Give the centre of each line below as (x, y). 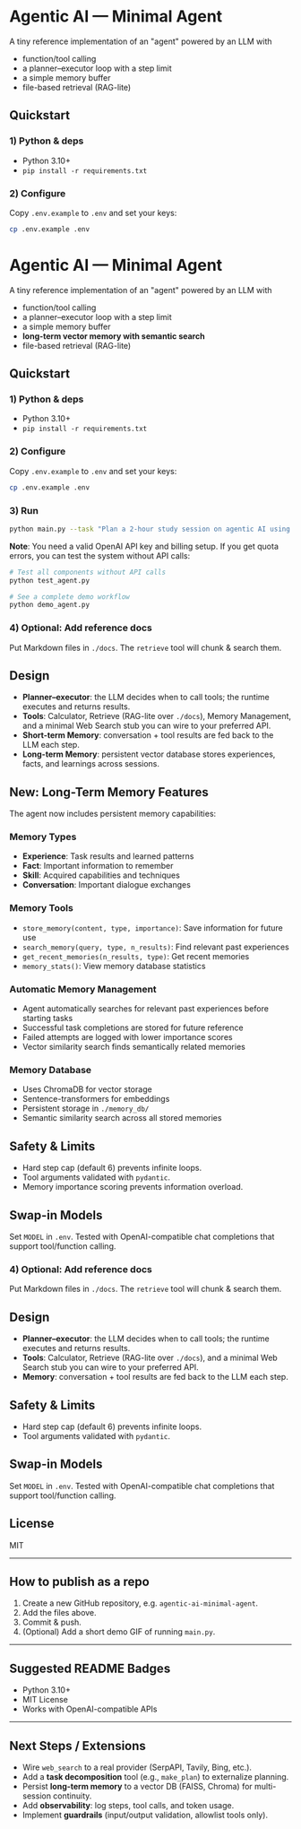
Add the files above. (59, 1613)
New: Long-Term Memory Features (109, 792)
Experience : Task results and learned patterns (108, 856)
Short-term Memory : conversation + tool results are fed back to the (148, 735)
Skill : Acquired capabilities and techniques (101, 875)
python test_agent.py (50, 580)
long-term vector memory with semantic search (113, 336)
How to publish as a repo (79, 1581)
